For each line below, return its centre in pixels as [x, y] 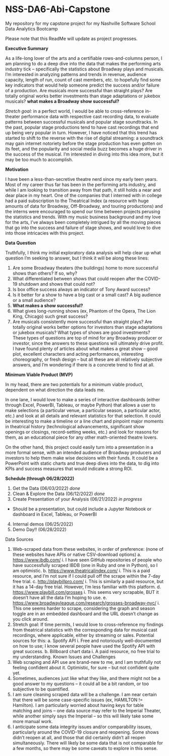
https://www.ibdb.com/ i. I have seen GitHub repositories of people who [87, 560]
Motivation [17, 169]
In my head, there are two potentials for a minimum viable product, [74, 384]
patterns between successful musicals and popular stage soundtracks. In [81, 122]
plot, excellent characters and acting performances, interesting [78, 354]
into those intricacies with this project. [45, 233]
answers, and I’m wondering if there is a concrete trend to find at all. [83, 365]
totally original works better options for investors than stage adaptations [87, 327]
